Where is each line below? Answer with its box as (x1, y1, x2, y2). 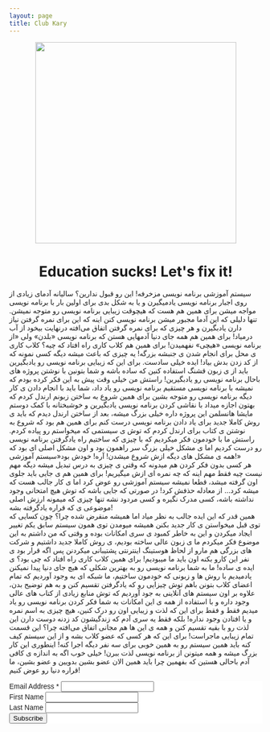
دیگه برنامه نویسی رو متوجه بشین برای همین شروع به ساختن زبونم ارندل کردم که (9, 391, 252, 401)
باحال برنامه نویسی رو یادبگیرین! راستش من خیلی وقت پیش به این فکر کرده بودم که (9, 374, 260, 384)
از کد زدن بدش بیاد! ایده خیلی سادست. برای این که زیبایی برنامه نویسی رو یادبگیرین (9, 358, 259, 367)
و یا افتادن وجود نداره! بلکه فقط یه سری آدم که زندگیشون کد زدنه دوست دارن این (9, 614, 252, 624)
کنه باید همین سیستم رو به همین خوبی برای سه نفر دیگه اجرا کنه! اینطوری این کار (9, 639, 252, 649)
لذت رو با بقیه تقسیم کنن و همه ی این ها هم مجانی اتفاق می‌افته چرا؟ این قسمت (9, 622, 250, 632)
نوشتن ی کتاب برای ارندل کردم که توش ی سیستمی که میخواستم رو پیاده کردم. (9, 426, 246, 436)
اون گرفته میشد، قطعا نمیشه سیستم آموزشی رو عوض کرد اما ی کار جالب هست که (9, 477, 258, 487)
